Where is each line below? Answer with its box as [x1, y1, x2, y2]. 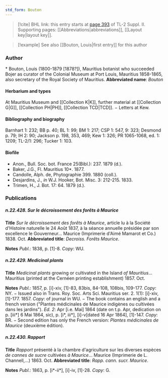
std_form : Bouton [5, 7, 42, 13]
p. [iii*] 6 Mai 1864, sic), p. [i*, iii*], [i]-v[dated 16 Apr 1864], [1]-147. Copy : [5, 312, 158, 318]
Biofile [5, 149, 19, 155]
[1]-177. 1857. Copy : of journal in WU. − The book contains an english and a [5, 296, 160, 302]
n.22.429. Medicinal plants [5, 258, 64, 264]
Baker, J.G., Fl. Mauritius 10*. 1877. [12, 166, 85, 172]
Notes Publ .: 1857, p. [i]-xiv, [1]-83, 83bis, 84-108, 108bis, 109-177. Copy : [5, 285, 156, 291]
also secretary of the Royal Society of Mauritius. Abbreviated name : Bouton [5, 76, 163, 82]
